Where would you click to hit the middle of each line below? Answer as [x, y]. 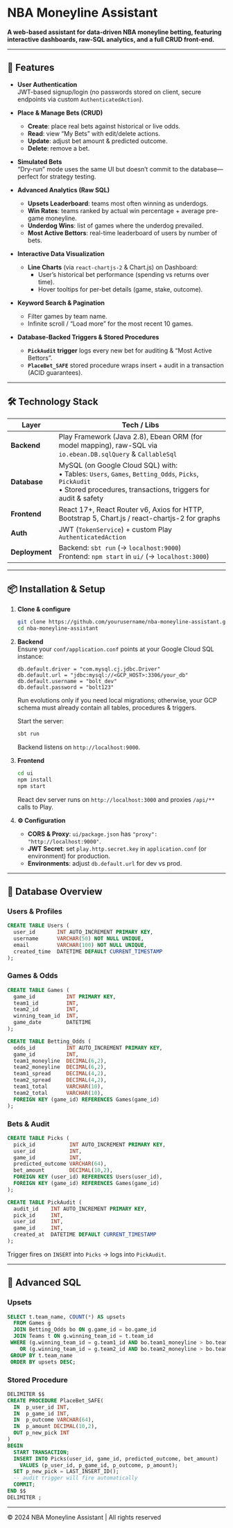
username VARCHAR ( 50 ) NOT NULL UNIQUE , [79, 939]
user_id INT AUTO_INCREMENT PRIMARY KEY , [84, 932]
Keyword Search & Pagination [61, 303]
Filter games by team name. [67, 316]
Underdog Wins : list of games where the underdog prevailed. [115, 225]
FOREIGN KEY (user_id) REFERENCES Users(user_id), [88, 1177]
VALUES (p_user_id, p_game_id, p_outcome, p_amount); [99, 1465]
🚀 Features [31, 68]
